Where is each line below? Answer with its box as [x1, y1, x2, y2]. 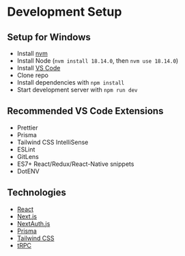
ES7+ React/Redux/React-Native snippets [16, 160, 134, 168]
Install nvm [16, 49, 48, 57]
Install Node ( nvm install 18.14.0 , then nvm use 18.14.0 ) [16, 57, 179, 65]
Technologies [7, 187, 67, 199]
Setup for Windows [7, 31, 91, 43]
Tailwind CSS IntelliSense [16, 138, 89, 146]
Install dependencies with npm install [16, 79, 125, 86]
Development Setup [7, 4, 122, 20]
